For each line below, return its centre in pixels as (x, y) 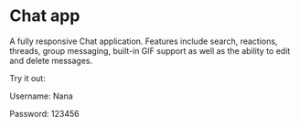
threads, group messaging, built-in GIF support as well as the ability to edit (150, 50)
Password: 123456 (44, 113)
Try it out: (27, 78)
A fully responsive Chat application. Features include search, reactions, (144, 41)
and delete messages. (51, 60)
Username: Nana (41, 96)
